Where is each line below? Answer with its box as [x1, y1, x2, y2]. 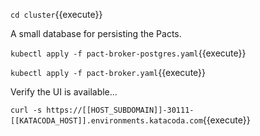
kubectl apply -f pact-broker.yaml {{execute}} [10, 67, 207, 78]
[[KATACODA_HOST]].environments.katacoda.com [10, 116, 203, 126]
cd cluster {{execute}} [10, 9, 103, 20]
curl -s [10, 105, 43, 115]
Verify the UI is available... [10, 86, 118, 98]
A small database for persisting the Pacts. [10, 28, 182, 39]
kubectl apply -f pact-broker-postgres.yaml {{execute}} [10, 47, 247, 59]
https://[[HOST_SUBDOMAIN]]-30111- [46, 105, 195, 115]
